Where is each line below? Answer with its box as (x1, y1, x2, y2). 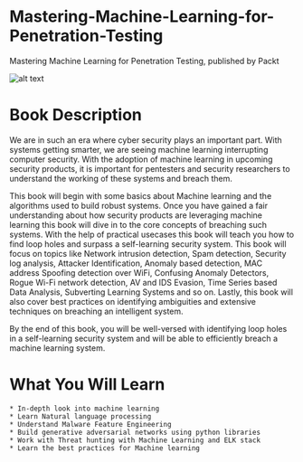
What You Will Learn (9, 374, 166, 395)
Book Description (9, 105, 143, 126)
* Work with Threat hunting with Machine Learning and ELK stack (9, 436, 260, 445)
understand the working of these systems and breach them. (9, 173, 232, 184)
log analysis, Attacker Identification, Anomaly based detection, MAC (9, 258, 263, 269)
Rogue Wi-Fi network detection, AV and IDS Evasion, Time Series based (9, 277, 278, 288)
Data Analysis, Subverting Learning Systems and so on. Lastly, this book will (9, 287, 294, 297)
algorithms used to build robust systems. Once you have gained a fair (9, 200, 269, 211)
